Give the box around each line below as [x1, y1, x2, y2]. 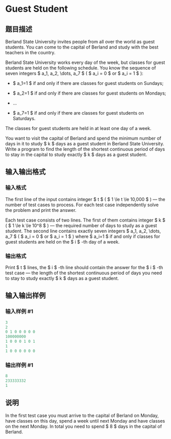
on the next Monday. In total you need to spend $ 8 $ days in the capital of [5, 423, 162, 429]
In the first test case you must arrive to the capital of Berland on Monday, [5, 412, 159, 419]
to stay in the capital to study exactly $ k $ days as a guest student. [5, 151, 147, 158]
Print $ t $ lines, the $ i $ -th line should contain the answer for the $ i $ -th [5, 264, 163, 270]
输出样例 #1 [5, 361, 33, 368]
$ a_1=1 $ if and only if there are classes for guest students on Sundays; [12, 80, 164, 86]
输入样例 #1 [5, 308, 33, 315]
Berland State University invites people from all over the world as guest [5, 39, 155, 45]
